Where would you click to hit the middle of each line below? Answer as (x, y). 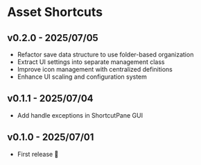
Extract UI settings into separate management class (91, 62)
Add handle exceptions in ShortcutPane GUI (80, 115)
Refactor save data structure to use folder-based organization (105, 54)
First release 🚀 (38, 154)
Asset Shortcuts (55, 12)
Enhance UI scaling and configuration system (82, 77)
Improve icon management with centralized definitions (95, 69)
